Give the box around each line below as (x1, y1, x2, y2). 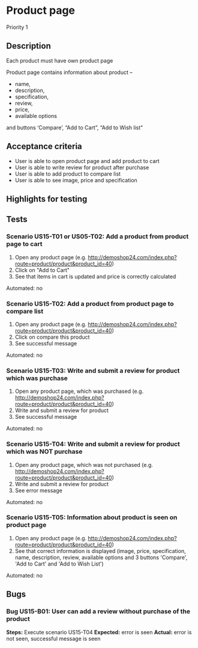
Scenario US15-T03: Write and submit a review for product (6, 366, 180, 375)
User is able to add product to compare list (14, 170, 121, 177)
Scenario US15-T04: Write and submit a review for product (6, 440, 180, 448)
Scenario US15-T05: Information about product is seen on (6, 513, 178, 522)
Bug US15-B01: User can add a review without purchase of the (6, 607, 191, 616)
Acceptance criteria (6, 141, 82, 152)
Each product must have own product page (6, 57, 113, 64)
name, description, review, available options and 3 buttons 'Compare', (14, 554, 188, 561)
